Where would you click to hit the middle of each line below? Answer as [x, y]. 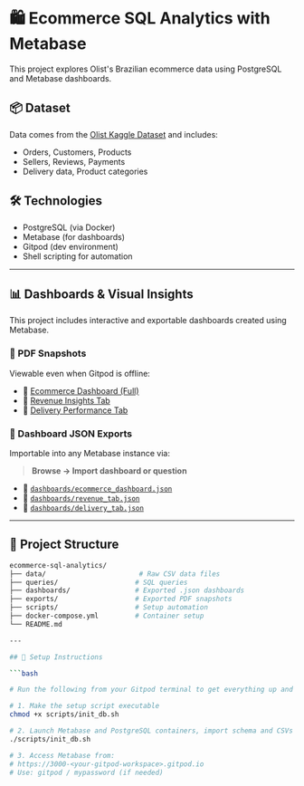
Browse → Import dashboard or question [109, 470]
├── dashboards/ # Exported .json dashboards [127, 590]
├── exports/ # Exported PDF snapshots [121, 599]
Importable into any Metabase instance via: [90, 453]
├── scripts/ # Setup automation [109, 608]
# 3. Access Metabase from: [62, 755]
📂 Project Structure [64, 545]
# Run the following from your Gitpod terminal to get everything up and [152, 690]
